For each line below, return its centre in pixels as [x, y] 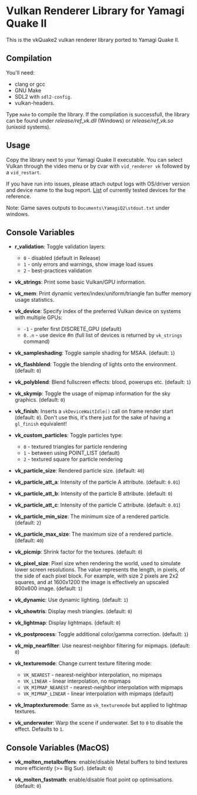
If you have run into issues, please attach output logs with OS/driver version [98, 184]
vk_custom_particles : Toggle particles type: [69, 435]
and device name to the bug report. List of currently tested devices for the [96, 190]
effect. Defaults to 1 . [39, 729]
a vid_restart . [24, 172]
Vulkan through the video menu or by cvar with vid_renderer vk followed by [98, 166]
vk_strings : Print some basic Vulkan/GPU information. [80, 282]
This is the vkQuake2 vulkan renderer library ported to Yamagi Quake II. [93, 40]
